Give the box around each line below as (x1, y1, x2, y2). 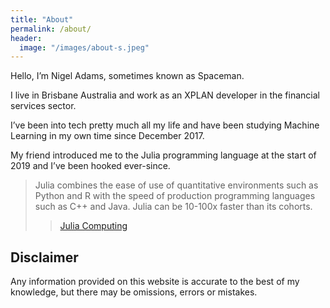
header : (10, 33, 43, 43)
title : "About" (10, 14, 74, 25)
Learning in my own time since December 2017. (10, 130, 205, 142)
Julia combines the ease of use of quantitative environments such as (34, 179, 319, 191)
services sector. (10, 100, 77, 112)
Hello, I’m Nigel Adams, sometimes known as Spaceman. (10, 70, 245, 82)
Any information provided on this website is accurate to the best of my (10, 276, 300, 288)
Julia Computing (59, 220, 128, 232)
